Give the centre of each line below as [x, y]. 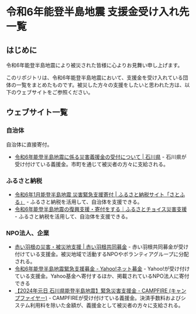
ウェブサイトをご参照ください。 [55, 92]
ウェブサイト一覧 [37, 113]
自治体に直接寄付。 [29, 144]
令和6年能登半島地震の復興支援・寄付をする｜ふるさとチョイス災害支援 [101, 209]
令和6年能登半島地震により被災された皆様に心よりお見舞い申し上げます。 [94, 65]
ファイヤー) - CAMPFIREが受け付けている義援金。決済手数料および [100, 298]
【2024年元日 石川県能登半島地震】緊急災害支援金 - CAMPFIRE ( [93, 291]
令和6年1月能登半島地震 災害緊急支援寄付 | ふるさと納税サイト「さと [97, 194]
